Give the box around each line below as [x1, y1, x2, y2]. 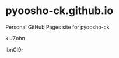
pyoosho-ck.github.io [5, 4, 114, 18]
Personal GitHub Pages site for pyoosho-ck [5, 23, 110, 30]
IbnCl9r [5, 46, 24, 53]
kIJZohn [5, 35, 26, 42]
